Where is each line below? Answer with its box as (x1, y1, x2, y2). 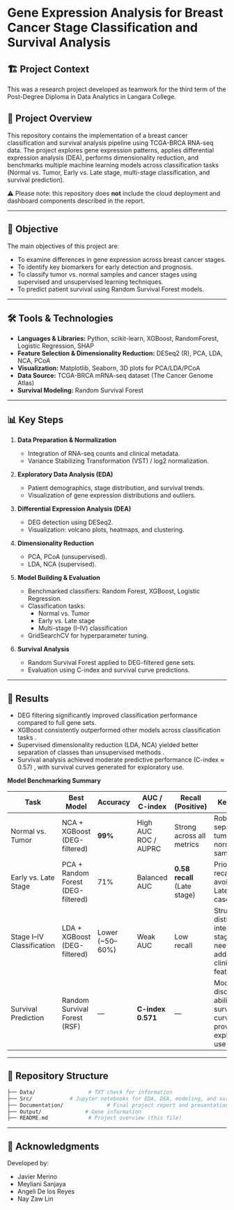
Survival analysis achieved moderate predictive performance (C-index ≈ (17, 756, 225, 764)
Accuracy (97, 797, 130, 807)
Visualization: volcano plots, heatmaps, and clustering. (27, 526, 185, 534)
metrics (173, 840, 200, 850)
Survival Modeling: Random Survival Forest (17, 386, 144, 395)
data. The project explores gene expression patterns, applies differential (7, 146, 214, 154)
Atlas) (17, 378, 35, 388)
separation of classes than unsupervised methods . (17, 748, 165, 757)
